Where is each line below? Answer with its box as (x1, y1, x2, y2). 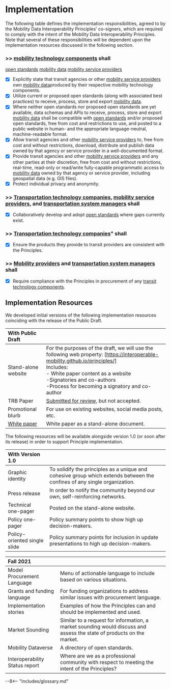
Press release (8, 490, 41, 497)
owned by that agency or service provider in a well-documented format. (12, 148, 164, 154)
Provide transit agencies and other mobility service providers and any (12, 153, 159, 159)
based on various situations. (60, 576, 127, 583)
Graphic (8, 469, 27, 476)
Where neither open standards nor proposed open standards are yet (12, 104, 156, 110)
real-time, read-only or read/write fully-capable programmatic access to (12, 164, 164, 170)
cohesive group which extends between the (49, 472, 154, 479)
